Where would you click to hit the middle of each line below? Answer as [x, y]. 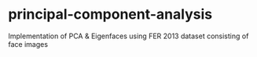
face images [28, 44]
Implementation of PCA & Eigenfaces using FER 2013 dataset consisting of [128, 36]
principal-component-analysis [110, 14]
